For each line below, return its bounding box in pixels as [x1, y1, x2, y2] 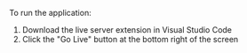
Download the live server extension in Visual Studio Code [21, 25, 233, 34]
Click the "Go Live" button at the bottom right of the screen [21, 34, 239, 44]
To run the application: [9, 8, 92, 18]
